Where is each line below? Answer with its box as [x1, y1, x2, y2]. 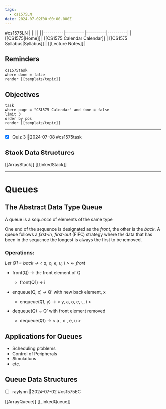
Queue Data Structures [5, 375, 78, 384]
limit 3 [5, 112, 21, 117]
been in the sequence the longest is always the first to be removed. [5, 236, 142, 243]
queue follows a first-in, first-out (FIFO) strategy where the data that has [5, 231, 152, 237]
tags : [5, 7, 16, 12]
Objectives [5, 90, 40, 99]
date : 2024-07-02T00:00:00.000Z [5, 16, 72, 21]
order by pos [5, 116, 32, 121]
